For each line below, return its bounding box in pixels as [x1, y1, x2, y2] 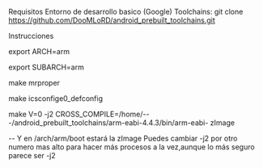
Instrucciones [8, 31, 54, 40]
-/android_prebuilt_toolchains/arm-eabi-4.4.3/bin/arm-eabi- [8, 118, 209, 128]
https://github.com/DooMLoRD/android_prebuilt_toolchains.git [8, 15, 216, 25]
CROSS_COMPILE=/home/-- [55, 109, 150, 119]
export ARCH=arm [8, 47, 70, 56]
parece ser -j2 [8, 151, 56, 160]
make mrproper [8, 78, 61, 87]
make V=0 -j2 [8, 109, 54, 119]
